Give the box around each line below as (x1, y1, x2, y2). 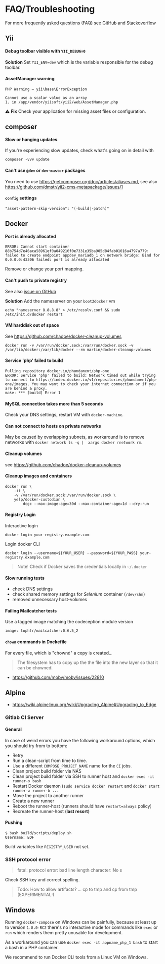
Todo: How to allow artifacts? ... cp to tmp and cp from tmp (17, 886, 137, 892)
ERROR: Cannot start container (5, 244, 70, 250)
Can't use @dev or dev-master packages (5, 167, 85, 173)
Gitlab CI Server (5, 714, 44, 721)
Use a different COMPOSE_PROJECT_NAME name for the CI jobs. (12, 762, 132, 768)
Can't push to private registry (5, 277, 67, 283)
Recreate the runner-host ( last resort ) (12, 808, 90, 814)
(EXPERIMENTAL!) (17, 892, 55, 897)
